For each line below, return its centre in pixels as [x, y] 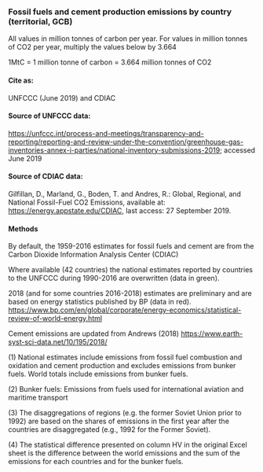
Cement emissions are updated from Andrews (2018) [93, 334]
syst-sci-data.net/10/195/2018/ [58, 342]
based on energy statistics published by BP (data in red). [100, 302]
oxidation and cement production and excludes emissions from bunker [122, 366]
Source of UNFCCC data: [49, 116]
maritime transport [38, 398]
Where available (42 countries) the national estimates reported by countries [131, 270]
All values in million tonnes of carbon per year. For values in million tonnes [128, 39]
